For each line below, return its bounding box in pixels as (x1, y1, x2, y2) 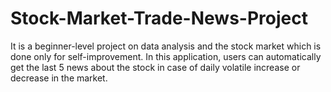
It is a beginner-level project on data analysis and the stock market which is (10, 40, 322, 52)
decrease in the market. (10, 72, 108, 84)
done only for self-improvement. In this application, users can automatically (10, 50, 322, 62)
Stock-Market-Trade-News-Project (10, 7, 308, 30)
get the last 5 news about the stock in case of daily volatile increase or (10, 61, 301, 73)
